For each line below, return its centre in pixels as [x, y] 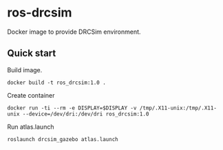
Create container [31, 95]
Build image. [25, 69]
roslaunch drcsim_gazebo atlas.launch [63, 139]
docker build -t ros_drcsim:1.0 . [57, 83]
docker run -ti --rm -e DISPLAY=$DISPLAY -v [72, 108]
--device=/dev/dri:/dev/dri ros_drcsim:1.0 [86, 114]
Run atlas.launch [31, 127]
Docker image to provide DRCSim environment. [74, 32]
